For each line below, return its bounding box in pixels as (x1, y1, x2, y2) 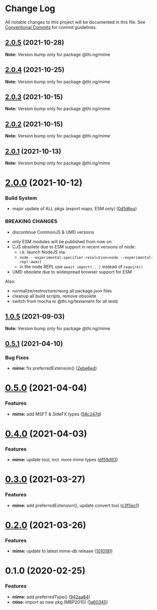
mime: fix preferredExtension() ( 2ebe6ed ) (12, 365, 97, 371)
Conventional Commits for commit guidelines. (5, 24, 97, 30)
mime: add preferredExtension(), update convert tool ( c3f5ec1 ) (12, 502, 139, 508)
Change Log (5, 3, 55, 14)
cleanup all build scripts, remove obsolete (12, 293, 96, 299)
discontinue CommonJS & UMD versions (12, 229, 94, 235)
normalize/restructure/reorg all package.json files (12, 288, 112, 294)
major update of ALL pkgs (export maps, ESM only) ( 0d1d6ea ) (12, 206, 137, 212)
